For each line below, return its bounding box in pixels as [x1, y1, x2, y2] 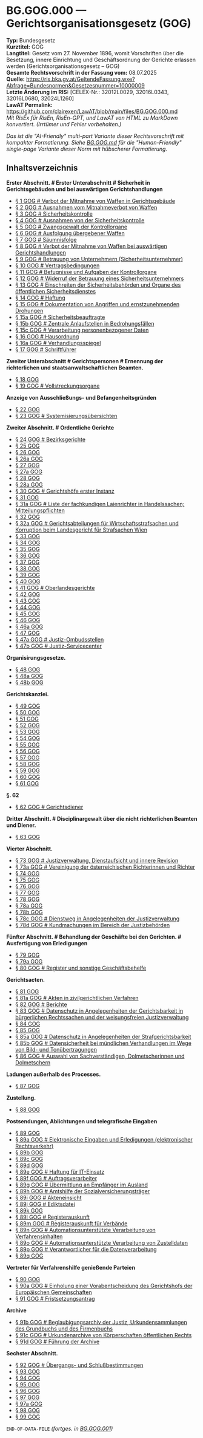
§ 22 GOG [15, 405, 41, 413]
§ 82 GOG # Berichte [15, 1001, 68, 1008]
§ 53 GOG [15, 728, 41, 735]
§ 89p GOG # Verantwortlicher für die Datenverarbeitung [15, 1245, 157, 1253]
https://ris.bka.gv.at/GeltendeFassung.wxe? [26, 75, 135, 83]
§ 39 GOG [15, 571, 41, 578]
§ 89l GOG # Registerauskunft [15, 1213, 90, 1221]
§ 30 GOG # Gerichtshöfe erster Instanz [15, 487, 115, 495]
